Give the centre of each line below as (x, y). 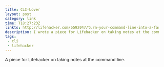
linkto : (13, 28)
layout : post (18, 14)
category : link (20, 18)
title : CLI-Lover (23, 9)
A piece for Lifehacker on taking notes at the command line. (65, 59)
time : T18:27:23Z (23, 23)
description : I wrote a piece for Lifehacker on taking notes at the (77, 32)
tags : (10, 37)
